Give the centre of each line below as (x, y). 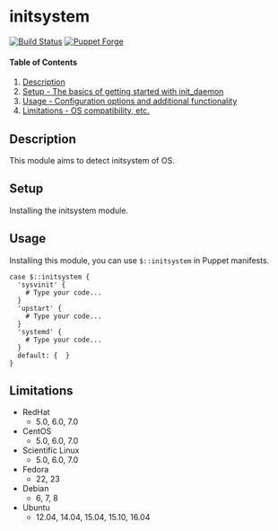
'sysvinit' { (42, 285)
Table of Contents (43, 62)
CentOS (37, 431)
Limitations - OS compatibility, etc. (86, 111)
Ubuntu (36, 508)
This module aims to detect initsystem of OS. (92, 160)
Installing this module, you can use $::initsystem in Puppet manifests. (139, 260)
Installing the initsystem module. (69, 210)
